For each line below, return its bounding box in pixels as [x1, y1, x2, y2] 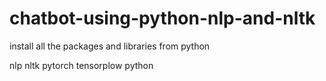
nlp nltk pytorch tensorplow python [9, 59, 154, 71]
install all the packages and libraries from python [9, 40, 211, 52]
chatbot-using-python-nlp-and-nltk [9, 7, 316, 30]
